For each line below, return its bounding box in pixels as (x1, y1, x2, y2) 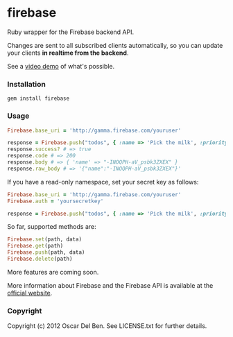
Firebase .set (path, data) (7, 236, 82, 243)
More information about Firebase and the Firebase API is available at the (7, 281, 214, 289)
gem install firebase (7, 95, 70, 102)
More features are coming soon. (7, 268, 99, 276)
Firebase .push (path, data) (7, 249, 85, 256)
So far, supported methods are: (7, 223, 96, 231)
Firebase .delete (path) (7, 255, 73, 263)
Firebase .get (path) (7, 243, 64, 250)
